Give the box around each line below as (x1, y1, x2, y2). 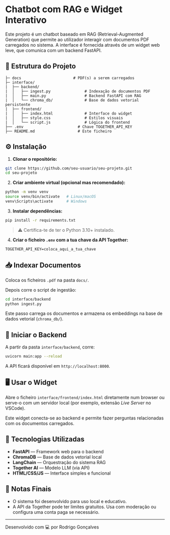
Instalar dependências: (12, 208, 63, 214)
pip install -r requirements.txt (5, 218, 76, 223)
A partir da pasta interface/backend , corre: (5, 344, 95, 350)
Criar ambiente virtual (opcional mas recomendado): (12, 180, 125, 186)
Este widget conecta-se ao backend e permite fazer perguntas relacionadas (5, 415, 164, 421)
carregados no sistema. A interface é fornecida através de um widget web (5, 42, 160, 48)
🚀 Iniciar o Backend (5, 331, 67, 339)
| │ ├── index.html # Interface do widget (5, 111, 133, 116)
